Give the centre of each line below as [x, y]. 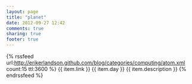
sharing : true [24, 34]
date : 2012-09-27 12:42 [36, 23]
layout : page [22, 12]
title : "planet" [26, 17]
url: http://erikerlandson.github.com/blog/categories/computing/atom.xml [96, 63]
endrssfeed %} [25, 75]
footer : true [22, 39]
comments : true [25, 28]
